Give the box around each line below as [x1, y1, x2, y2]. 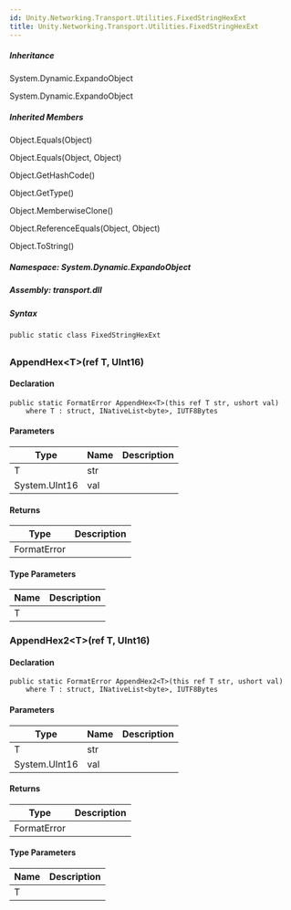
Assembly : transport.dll [9, 285, 102, 296]
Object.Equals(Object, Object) [9, 152, 122, 163]
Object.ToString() [9, 241, 75, 252]
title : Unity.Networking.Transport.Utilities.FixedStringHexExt [9, 22, 259, 31]
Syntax [9, 308, 38, 319]
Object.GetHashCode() [9, 170, 96, 181]
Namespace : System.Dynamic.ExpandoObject [9, 262, 192, 273]
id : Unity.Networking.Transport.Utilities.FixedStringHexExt [9, 13, 247, 23]
